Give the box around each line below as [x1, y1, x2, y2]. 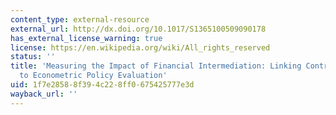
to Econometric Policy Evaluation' [19, 71, 168, 81]
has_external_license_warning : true [10, 33, 163, 43]
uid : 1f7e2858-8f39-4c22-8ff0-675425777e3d [10, 80, 195, 90]
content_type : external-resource [10, 14, 150, 25]
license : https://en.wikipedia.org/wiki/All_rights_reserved [10, 42, 271, 53]
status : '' [10, 52, 56, 62]
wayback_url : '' [10, 89, 78, 99]
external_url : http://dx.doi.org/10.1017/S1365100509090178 [10, 24, 267, 34]
